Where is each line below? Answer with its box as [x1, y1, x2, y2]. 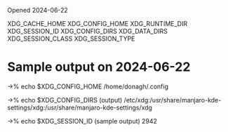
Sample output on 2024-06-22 [7, 59, 191, 75]
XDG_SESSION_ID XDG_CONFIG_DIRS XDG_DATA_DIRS [7, 27, 168, 35]
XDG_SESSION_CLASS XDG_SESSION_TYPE [7, 34, 135, 43]
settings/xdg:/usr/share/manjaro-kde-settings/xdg [7, 103, 153, 112]
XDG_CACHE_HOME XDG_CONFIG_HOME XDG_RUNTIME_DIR [7, 20, 188, 27]
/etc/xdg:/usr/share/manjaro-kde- [123, 95, 222, 104]
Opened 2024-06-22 [7, 6, 69, 14]
